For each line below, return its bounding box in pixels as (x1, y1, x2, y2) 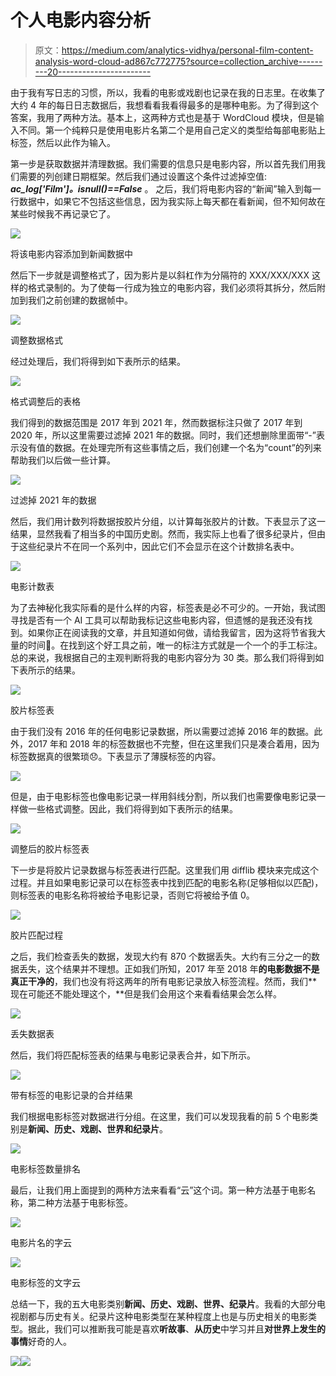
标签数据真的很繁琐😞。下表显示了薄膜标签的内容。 (10, 750, 222, 762)
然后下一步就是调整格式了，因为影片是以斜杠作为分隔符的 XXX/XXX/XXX (10, 269, 310, 281)
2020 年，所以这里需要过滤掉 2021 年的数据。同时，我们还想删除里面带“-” (10, 429, 317, 441)
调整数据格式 (10, 334, 63, 346)
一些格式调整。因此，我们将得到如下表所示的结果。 (27, 802, 238, 815)
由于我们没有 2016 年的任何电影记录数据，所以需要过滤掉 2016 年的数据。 (10, 725, 315, 737)
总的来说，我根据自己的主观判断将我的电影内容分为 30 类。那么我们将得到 (10, 651, 316, 663)
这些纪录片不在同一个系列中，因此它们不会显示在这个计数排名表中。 (18, 540, 300, 552)
